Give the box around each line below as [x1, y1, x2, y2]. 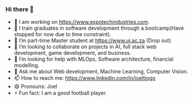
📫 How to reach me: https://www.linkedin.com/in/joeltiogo [13, 75, 156, 82]
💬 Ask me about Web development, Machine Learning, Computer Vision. [13, 68, 188, 75]
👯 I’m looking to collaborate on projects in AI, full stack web [13, 43, 157, 50]
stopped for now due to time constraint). [13, 31, 112, 38]
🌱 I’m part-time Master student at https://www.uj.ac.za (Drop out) [13, 37, 171, 44]
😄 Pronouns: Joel [13, 83, 58, 90]
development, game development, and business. [13, 50, 131, 57]
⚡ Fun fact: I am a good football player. [13, 90, 108, 97]
